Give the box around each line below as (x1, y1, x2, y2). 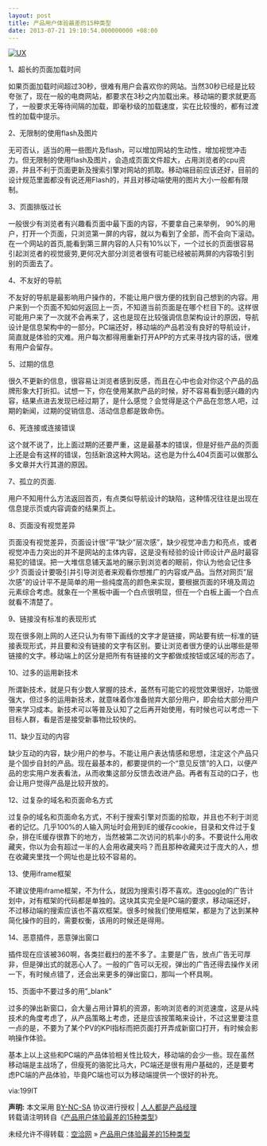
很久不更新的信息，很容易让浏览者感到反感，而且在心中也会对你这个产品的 (8, 376, 252, 386)
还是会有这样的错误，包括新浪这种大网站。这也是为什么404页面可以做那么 (14, 450, 258, 460)
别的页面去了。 (8, 259, 57, 268)
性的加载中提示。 (8, 111, 64, 121)
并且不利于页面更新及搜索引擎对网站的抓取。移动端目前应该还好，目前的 (21, 165, 259, 175)
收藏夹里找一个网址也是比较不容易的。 (14, 852, 141, 862)
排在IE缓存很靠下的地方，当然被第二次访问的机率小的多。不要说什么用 (21, 832, 252, 842)
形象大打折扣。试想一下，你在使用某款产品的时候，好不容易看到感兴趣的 (14, 386, 252, 396)
